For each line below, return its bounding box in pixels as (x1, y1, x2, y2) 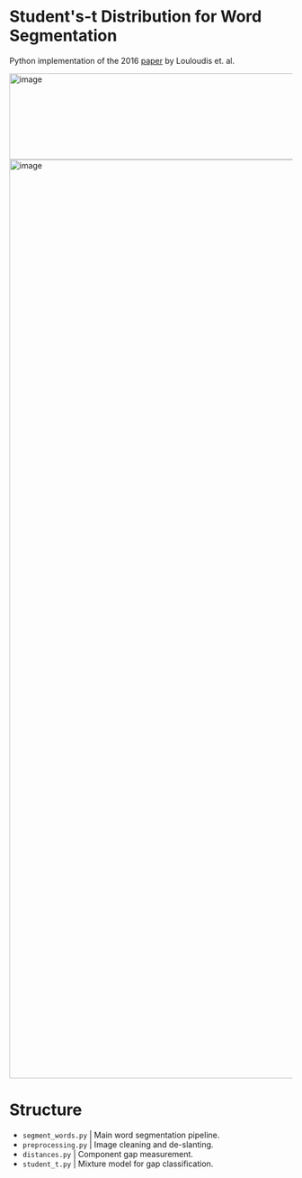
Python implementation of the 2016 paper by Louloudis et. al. (9, 55, 235, 66)
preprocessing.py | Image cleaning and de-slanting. (22, 1138, 214, 1150)
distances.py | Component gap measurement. (22, 1148, 193, 1159)
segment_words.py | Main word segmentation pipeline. (22, 1129, 220, 1140)
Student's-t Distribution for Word (9, 6, 262, 27)
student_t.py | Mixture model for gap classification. (22, 1158, 214, 1169)
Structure (9, 1100, 83, 1120)
